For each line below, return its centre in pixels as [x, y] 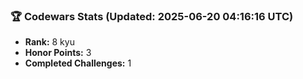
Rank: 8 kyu [49, 42]
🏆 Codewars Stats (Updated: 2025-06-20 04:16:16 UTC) [152, 16]
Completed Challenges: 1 [78, 63]
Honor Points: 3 [58, 53]
